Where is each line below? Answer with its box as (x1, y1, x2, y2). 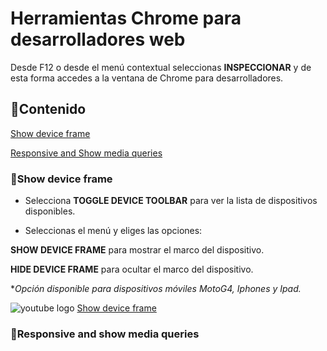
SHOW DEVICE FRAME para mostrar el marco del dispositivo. (10, 244, 265, 256)
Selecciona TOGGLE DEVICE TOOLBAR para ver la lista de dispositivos (24, 195, 318, 207)
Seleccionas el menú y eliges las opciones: (24, 225, 203, 237)
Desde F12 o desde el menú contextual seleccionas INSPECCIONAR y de (10, 61, 312, 73)
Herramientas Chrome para (10, 7, 242, 30)
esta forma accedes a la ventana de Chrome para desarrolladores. (10, 72, 284, 84)
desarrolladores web (10, 28, 186, 51)
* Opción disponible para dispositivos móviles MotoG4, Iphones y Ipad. (10, 283, 302, 295)
